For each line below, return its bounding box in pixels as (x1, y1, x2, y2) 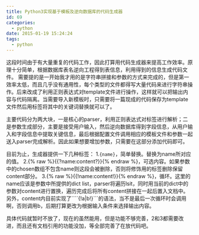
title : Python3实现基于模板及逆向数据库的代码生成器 (6, 8, 123, 15)
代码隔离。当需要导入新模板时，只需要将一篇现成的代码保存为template (16, 95, 188, 102)
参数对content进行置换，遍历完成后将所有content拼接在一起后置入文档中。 (6, 187, 189, 194)
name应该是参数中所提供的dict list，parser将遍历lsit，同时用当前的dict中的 (6, 180, 188, 187)
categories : (6, 20, 36, 25)
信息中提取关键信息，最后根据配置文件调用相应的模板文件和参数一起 (26, 130, 193, 137)
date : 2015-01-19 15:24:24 (6, 31, 73, 37)
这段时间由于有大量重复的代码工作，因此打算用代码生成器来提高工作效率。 (6, 59, 188, 66)
